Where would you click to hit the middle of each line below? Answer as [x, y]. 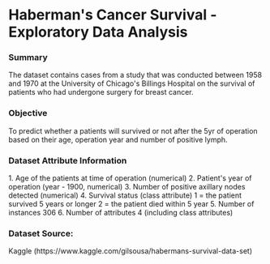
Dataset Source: [41, 234]
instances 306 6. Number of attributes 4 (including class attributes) [121, 213]
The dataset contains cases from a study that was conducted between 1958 [135, 75]
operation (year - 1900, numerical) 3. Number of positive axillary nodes [127, 187]
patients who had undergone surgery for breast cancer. [101, 92]
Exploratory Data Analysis [98, 32]
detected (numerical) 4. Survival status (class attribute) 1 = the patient [125, 195]
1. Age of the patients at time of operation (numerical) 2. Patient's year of [130, 178]
